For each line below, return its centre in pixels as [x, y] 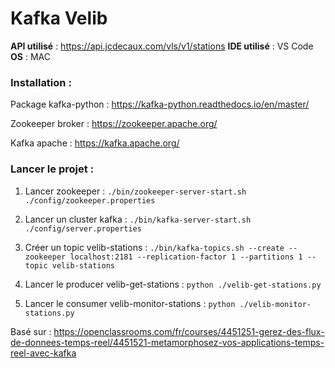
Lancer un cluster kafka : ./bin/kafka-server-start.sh [138, 219]
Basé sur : [31, 331]
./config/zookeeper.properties [90, 200]
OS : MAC [30, 56]
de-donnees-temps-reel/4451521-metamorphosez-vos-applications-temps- [167, 342]
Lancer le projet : [52, 169]
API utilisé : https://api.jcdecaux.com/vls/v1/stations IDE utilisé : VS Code [162, 46]
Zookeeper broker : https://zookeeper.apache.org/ [114, 124]
